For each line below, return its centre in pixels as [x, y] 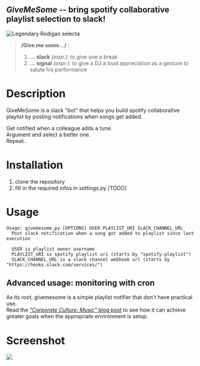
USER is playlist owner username [53, 249]
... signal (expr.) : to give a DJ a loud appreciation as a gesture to [109, 63]
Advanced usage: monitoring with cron [81, 283]
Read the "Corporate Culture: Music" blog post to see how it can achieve [96, 310]
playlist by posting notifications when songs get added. [74, 117]
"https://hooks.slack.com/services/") [54, 265]
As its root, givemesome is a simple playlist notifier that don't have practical [99, 297]
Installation [35, 165]
